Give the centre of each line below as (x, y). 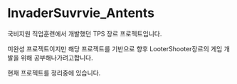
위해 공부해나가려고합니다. (57, 58)
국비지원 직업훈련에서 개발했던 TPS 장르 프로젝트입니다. (85, 33)
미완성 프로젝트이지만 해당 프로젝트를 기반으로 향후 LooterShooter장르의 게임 (115, 48)
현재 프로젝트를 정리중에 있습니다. (54, 73)
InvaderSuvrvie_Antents (81, 13)
